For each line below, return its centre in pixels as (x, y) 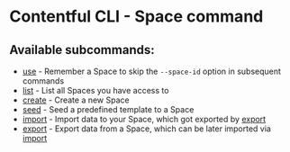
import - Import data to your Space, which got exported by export (144, 119)
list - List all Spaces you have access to (95, 90)
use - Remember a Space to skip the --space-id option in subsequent (152, 71)
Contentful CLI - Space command (136, 17)
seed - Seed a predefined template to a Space (108, 109)
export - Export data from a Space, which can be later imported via (147, 129)
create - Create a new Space (76, 100)
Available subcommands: (82, 50)
